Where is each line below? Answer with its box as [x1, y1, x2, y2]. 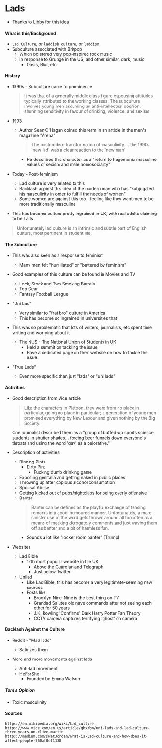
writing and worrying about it [12, 329, 70, 336]
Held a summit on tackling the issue [26, 344, 98, 350]
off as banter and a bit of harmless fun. [31, 525, 109, 531]
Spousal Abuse [19, 484, 50, 490]
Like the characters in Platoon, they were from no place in [24, 405, 139, 410]
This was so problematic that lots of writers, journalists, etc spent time [12, 324, 152, 330]
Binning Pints [19, 459, 46, 464]
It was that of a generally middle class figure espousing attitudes [24, 93, 153, 99]
